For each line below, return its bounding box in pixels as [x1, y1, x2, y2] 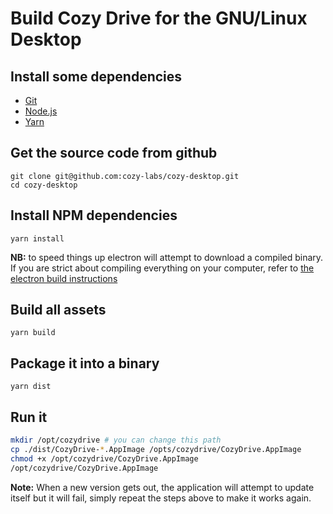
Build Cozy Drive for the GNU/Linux [10, 7, 308, 30]
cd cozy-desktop [10, 180, 78, 190]
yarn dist [10, 382, 52, 392]
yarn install [10, 233, 65, 244]
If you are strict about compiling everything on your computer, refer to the [10, 262, 315, 274]
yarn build [10, 328, 56, 338]
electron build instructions [10, 272, 118, 284]
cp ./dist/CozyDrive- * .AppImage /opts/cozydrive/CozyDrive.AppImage [10, 444, 302, 454]
